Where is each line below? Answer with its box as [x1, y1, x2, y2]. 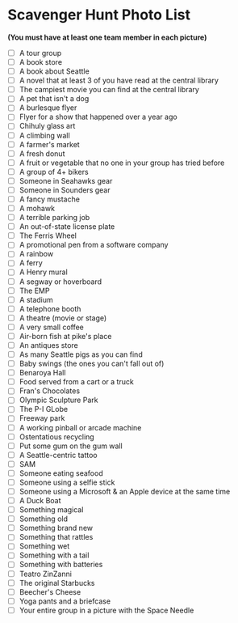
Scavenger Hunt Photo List [7, 6, 191, 24]
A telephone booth [19, 303, 81, 313]
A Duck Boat [19, 496, 61, 505]
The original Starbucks [19, 578, 95, 587]
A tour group [19, 48, 62, 57]
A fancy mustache [19, 194, 80, 204]
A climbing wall [19, 130, 70, 140]
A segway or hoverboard [19, 277, 102, 286]
